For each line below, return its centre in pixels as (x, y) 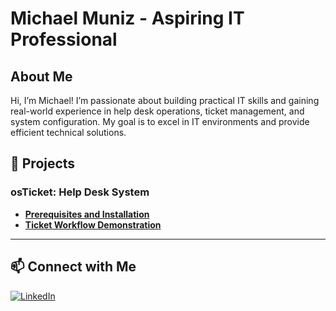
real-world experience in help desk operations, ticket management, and (157, 111)
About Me (41, 76)
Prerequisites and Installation (87, 214)
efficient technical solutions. (68, 132)
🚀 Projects (43, 163)
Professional (64, 39)
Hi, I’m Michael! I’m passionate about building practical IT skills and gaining (165, 100)
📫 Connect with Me (73, 267)
